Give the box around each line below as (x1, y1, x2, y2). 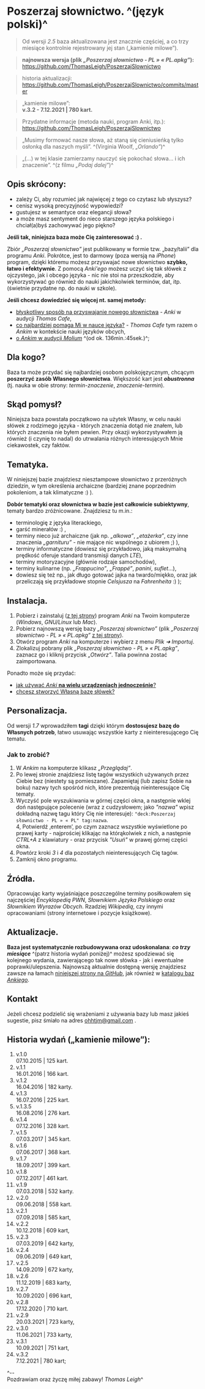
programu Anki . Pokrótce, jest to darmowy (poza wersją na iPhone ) (7, 252, 176, 259)
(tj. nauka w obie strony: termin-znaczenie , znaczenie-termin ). (7, 381, 165, 389)
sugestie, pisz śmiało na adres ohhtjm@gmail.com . (7, 1016, 136, 1024)
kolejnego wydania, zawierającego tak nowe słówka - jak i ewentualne (7, 956, 184, 963)
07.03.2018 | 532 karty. (15, 1188, 74, 1195)
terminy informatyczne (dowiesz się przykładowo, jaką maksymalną (15, 545, 187, 553)
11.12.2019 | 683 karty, (15, 1279, 72, 1286)
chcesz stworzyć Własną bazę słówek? (15, 688, 115, 695)
